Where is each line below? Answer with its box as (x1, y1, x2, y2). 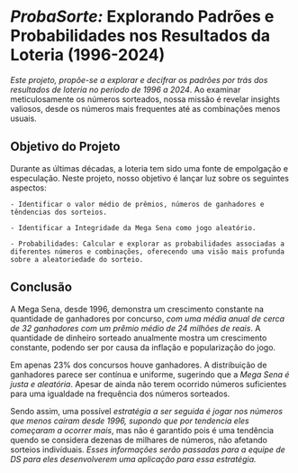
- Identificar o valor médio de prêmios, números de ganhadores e (10, 199, 265, 209)
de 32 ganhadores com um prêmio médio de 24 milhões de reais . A (10, 322, 261, 333)
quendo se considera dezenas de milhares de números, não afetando (10, 434, 268, 445)
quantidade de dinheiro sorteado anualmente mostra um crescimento (10, 332, 267, 343)
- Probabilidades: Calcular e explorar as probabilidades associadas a (10, 239, 284, 248)
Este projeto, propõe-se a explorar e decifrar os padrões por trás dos (10, 74, 268, 85)
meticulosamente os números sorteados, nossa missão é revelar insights (10, 93, 280, 105)
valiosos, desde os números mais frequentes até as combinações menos (10, 103, 281, 114)
